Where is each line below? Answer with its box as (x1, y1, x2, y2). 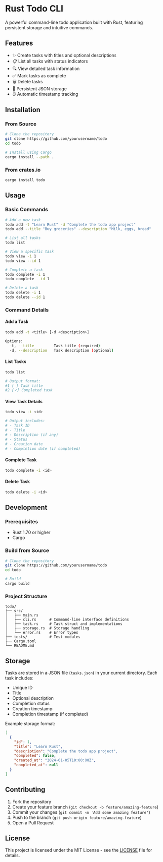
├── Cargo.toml (5, 639, 37, 644)
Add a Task (5, 318, 29, 325)
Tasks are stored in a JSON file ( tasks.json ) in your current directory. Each (5, 670, 158, 676)
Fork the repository (12, 799, 52, 804)
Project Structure (5, 593, 47, 600)
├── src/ (5, 609, 23, 614)
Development (5, 503, 48, 511)
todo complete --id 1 (5, 276, 50, 282)
